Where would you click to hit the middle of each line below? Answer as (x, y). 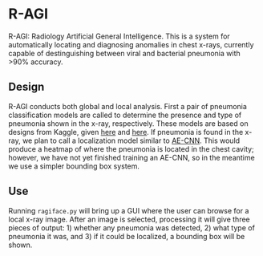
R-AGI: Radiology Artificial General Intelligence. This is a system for (119, 36)
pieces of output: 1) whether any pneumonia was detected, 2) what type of (131, 228)
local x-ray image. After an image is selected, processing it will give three (129, 219)
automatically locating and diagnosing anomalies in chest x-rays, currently (131, 44)
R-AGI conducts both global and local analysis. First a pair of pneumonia (127, 106)
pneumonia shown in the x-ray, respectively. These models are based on (128, 123)
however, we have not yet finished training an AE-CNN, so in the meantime (131, 157)
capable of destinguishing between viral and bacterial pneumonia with (124, 53)
